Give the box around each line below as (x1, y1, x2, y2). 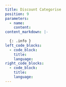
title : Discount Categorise (5, 7, 62, 12)
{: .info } (9, 39, 31, 43)
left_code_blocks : (5, 43, 42, 48)
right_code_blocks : (5, 61, 44, 66)
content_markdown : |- (5, 29, 49, 34)
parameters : (5, 16, 29, 21)
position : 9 (5, 12, 29, 16)
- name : (9, 20, 25, 26)
